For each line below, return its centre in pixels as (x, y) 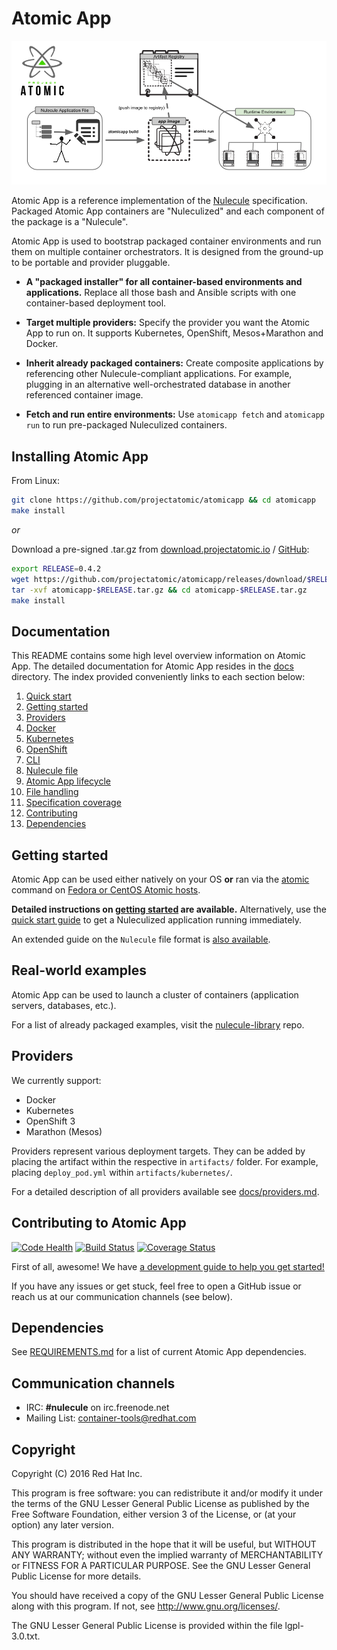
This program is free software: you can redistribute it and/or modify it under (167, 1493)
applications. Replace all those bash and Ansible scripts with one (161, 293)
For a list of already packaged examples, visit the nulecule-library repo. (158, 1024)
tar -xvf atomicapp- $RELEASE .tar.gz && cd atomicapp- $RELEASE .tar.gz (159, 590)
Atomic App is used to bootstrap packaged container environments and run (166, 241)
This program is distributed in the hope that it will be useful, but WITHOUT (164, 1544)
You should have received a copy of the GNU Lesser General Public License (167, 1595)
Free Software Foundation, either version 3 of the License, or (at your (154, 1514)
